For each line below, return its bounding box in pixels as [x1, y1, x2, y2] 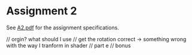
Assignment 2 [6, 4, 77, 18]
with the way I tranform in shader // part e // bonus [6, 42, 131, 49]
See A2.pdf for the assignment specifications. [6, 24, 120, 31]
